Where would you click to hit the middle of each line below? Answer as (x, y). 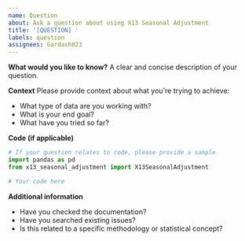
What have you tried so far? (64, 123)
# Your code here (37, 181)
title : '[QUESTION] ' (44, 30)
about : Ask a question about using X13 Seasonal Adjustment (109, 23)
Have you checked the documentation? (83, 211)
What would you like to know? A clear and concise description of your (123, 67)
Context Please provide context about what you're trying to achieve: (119, 91)
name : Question (33, 15)
